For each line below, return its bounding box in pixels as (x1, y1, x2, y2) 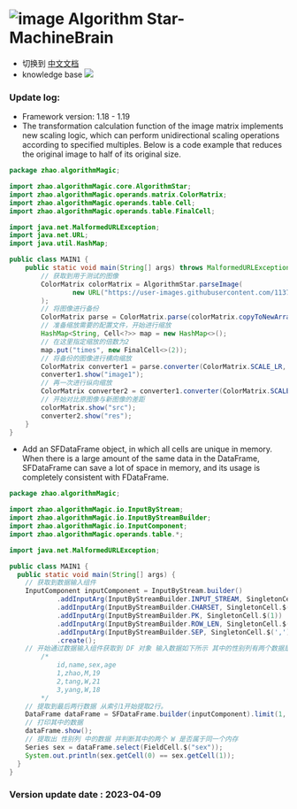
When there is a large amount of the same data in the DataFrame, (21, 453, 260, 464)
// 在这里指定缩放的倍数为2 (41, 337, 130, 346)
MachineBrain (9, 27, 114, 48)
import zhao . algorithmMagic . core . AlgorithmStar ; (9, 182, 192, 191)
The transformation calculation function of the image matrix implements (21, 120, 284, 132)
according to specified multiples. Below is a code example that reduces (21, 140, 283, 150)
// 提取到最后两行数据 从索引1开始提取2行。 (25, 702, 168, 711)
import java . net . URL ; (9, 231, 89, 240)
